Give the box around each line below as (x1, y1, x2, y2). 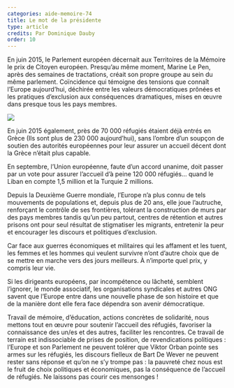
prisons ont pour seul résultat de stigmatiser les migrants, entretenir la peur (7, 221, 225, 229)
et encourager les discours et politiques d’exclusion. (7, 228, 157, 236)
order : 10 (7, 36, 36, 43)
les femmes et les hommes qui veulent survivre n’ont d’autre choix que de (7, 249, 219, 257)
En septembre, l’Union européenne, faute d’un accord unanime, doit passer (7, 162, 224, 171)
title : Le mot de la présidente (7, 17, 101, 24)
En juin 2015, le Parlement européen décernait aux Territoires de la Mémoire (7, 55, 226, 64)
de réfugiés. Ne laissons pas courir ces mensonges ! (7, 373, 159, 381)
